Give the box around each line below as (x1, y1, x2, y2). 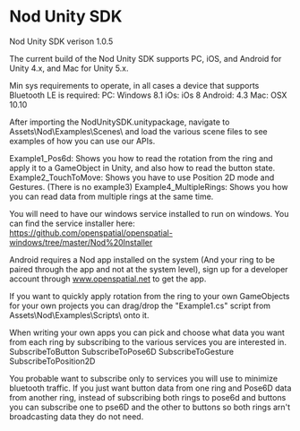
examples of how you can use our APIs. (9, 135, 156, 146)
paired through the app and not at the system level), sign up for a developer (9, 263, 288, 274)
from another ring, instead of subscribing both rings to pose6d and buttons (9, 392, 287, 402)
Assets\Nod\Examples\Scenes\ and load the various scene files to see (9, 125, 269, 136)
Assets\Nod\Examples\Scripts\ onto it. (9, 309, 150, 320)
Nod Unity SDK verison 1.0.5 (9, 36, 114, 47)
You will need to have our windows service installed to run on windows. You (9, 208, 289, 219)
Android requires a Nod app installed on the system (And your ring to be (9, 254, 276, 265)
